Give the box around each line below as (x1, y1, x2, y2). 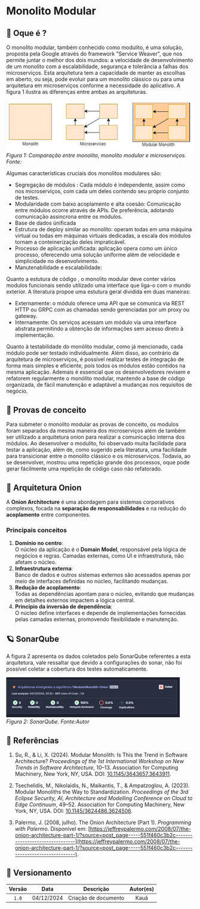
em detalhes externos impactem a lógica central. (14, 596, 136, 604)
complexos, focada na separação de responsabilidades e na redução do (6, 505, 187, 512)
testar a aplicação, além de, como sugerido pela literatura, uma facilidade (6, 446, 187, 454)
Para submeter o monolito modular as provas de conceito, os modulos (6, 421, 179, 428)
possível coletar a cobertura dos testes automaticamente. (6, 665, 148, 673)
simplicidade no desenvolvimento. (14, 258, 99, 265)
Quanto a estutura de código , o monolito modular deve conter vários (6, 276, 176, 283)
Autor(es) (129, 886, 154, 893)
